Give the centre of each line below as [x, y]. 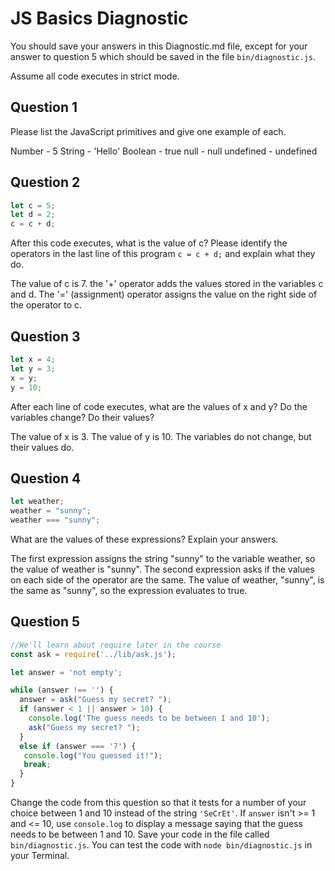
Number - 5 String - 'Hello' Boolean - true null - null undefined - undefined [164, 151]
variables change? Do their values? [82, 417]
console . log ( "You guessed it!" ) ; [93, 755]
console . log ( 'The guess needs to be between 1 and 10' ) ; [149, 718]
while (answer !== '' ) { [62, 690]
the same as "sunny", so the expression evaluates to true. [129, 590]
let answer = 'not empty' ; [66, 672]
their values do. [42, 447]
